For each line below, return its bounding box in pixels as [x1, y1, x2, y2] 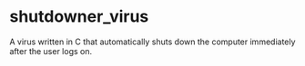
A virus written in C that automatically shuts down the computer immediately [9, 36, 296, 47]
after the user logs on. [9, 45, 93, 56]
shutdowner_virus [9, 6, 149, 27]
